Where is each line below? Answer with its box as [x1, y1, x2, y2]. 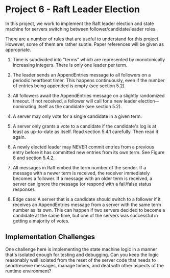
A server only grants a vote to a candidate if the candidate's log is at [12, 123, 157, 129]
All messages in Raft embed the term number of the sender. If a [12, 164, 147, 170]
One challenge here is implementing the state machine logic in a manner [5, 246, 157, 252]
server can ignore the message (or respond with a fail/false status [12, 181, 152, 187]
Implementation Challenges [5, 233, 95, 241]
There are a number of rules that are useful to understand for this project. [5, 36, 160, 42]
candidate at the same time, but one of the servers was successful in [12, 212, 158, 218]
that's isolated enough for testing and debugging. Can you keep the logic [5, 251, 159, 258]
